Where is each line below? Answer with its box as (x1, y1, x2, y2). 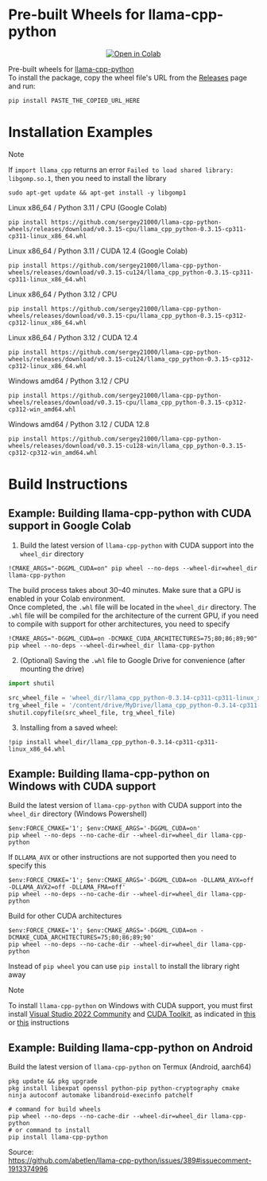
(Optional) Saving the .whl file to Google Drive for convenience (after (19, 655, 246, 665)
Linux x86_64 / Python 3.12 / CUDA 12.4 (8, 332, 138, 342)
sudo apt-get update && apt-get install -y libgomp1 (8, 189, 187, 197)
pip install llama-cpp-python (8, 1133, 109, 1141)
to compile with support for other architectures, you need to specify (8, 619, 230, 629)
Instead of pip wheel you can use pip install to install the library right (8, 962, 240, 971)
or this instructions (8, 1018, 70, 1027)
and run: (8, 81, 36, 91)
